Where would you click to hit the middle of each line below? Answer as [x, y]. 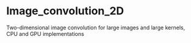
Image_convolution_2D [65, 11]
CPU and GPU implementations [45, 33]
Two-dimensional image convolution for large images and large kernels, [96, 27]
